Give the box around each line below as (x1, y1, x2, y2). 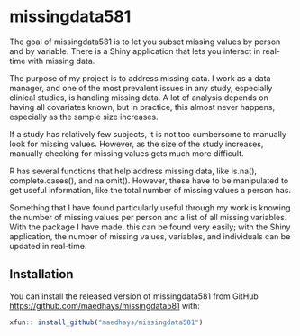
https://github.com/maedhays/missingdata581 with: (9, 300, 201, 311)
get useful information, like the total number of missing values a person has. (9, 184, 291, 195)
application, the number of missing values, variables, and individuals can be (9, 230, 291, 241)
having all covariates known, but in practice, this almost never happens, (9, 101, 276, 112)
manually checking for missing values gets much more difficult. (9, 147, 245, 159)
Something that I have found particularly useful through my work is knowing (9, 201, 291, 213)
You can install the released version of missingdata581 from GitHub (9, 291, 259, 302)
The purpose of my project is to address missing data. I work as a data (9, 72, 271, 83)
